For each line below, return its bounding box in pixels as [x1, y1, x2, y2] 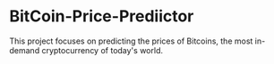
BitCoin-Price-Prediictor [9, 6, 194, 27]
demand [9, 44, 40, 55]
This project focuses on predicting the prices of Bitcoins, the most [9, 36, 253, 46]
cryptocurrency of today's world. [41, 44, 164, 55]
